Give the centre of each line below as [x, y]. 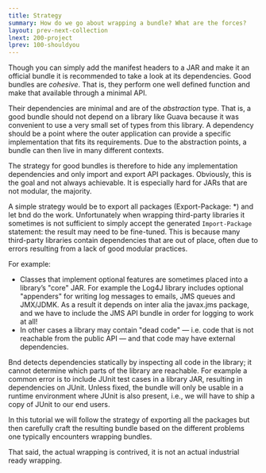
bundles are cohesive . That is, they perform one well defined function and [129, 85]
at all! [29, 321]
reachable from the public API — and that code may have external [127, 339]
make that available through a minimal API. [78, 93]
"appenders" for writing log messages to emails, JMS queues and [127, 296]
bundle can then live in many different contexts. [86, 151]
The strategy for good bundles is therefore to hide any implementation [123, 166]
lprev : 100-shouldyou [44, 45]
